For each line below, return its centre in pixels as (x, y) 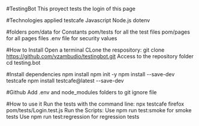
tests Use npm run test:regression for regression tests (73, 117)
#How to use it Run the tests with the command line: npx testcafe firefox (95, 104)
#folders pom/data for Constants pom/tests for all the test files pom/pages (98, 32)
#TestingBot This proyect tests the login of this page (71, 9)
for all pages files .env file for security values (62, 38)
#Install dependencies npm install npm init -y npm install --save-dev (91, 74)
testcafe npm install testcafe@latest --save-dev (65, 81)
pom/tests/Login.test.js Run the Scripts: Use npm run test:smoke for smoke (99, 110)
